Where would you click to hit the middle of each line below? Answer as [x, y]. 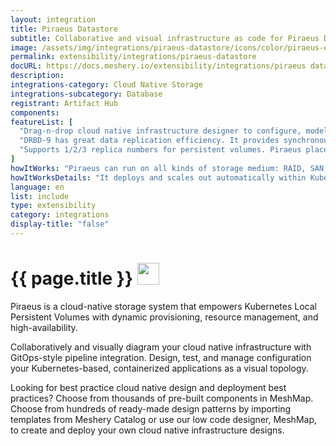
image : [24, 47]
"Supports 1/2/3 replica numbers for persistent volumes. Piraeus [160, 150]
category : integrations [60, 215]
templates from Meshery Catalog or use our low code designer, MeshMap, [164, 419]
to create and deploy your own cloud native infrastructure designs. [147, 430]
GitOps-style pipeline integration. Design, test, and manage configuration [161, 357]
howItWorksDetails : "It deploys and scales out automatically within [158, 177]
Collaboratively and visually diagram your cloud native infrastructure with [161, 347]
